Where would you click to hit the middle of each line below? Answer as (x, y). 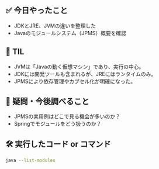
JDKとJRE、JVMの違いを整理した (55, 26)
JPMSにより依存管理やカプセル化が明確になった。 (75, 81)
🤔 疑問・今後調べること (47, 101)
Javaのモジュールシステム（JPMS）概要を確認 (70, 33)
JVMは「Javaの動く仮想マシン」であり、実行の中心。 (79, 67)
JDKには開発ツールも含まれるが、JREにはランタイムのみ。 (85, 74)
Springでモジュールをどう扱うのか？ (58, 124)
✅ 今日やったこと (37, 11)
